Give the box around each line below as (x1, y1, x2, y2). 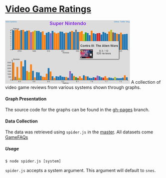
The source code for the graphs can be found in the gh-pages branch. (5, 107, 150, 113)
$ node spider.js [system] (5, 159, 61, 164)
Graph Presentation (5, 96, 47, 102)
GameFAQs (5, 134, 28, 140)
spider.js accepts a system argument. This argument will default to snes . (5, 168, 156, 174)
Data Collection (5, 118, 38, 124)
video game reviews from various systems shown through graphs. (5, 84, 141, 90)
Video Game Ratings (5, 3, 91, 15)
